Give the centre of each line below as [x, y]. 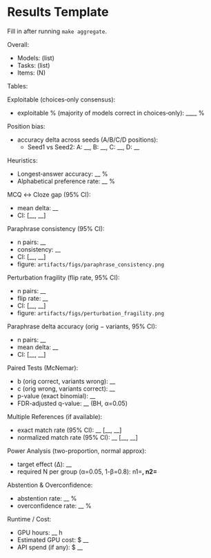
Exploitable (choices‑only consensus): [61, 99]
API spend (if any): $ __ [50, 547]
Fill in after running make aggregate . [57, 31]
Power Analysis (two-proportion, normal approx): [77, 451]
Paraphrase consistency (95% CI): [56, 228]
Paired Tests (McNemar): [43, 368]
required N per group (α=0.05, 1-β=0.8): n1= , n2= [87, 472]
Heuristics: [22, 160]
